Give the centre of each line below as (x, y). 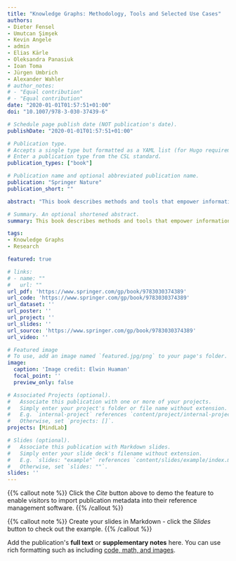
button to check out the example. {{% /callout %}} (80, 529)
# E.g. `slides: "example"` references (69, 460)
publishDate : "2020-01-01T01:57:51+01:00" (70, 131)
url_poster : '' (29, 311)
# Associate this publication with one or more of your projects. (110, 402)
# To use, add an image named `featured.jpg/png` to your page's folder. (118, 356)
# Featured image (33, 350)
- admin (19, 46)
